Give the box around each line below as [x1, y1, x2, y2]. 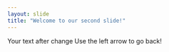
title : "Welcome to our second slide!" [7, 17, 126, 24]
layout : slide [7, 10, 50, 18]
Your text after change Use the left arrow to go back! [7, 36, 163, 45]
